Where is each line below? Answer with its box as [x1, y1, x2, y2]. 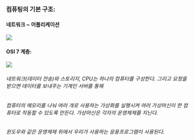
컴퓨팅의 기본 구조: [6, 5, 56, 13]
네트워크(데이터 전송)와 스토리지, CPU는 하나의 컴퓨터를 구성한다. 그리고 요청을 [6, 75, 187, 82]
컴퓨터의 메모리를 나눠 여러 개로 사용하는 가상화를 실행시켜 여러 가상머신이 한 [6, 101, 182, 109]
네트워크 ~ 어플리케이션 [6, 21, 60, 28]
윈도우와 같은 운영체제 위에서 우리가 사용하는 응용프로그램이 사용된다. [6, 128, 165, 135]
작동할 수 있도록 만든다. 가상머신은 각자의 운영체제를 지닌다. [21, 109, 159, 116]
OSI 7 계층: [6, 48, 32, 55]
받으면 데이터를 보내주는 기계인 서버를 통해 [6, 82, 104, 89]
